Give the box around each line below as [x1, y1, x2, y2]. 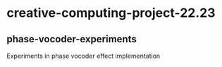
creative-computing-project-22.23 [6, 5, 216, 21]
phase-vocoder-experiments [6, 33, 137, 45]
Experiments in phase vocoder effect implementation [6, 51, 161, 60]
